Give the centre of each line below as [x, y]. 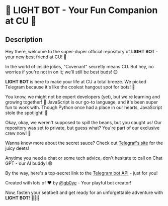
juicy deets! [17, 148]
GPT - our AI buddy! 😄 [29, 163]
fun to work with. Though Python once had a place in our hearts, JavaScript [84, 107]
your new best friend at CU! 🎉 [36, 57]
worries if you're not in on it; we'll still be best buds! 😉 [62, 72]
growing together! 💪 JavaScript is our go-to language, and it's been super [82, 102]
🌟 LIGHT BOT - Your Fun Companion [81, 10]
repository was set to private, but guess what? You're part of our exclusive [82, 128]
